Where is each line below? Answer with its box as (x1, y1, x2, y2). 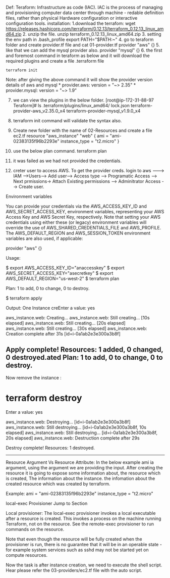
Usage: (6, 255, 21, 261)
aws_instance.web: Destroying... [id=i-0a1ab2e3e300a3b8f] (6, 419, 131, 425)
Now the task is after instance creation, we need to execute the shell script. (6, 562, 162, 568)
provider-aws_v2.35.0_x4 (13, 108, 66, 114)
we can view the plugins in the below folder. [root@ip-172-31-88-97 (13, 97, 154, 103)
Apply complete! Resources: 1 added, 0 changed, (6, 346, 163, 354)
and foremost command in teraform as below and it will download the (6, 53, 150, 59)
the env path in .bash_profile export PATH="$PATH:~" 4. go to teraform (6, 36, 154, 42)
